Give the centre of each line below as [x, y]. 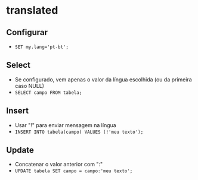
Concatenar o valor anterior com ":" [59, 165]
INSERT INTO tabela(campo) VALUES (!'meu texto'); [79, 132]
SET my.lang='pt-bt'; [41, 47]
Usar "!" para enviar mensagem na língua [65, 125]
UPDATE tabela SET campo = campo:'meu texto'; [74, 171]
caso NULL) [30, 86]
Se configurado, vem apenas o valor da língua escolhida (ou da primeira [103, 79]
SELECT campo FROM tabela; [48, 93]
